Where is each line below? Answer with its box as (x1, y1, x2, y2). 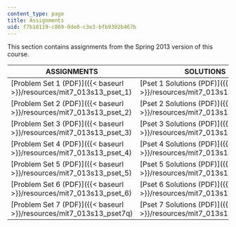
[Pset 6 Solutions (139, 180, 197, 190)
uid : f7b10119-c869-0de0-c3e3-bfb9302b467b (7, 23, 137, 30)
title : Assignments (7, 17, 65, 24)
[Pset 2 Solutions (139, 99, 197, 109)
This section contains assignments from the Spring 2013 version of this (7, 43, 213, 51)
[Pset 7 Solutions (139, 200, 197, 209)
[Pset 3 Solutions (139, 119, 197, 129)
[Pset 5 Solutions (139, 160, 197, 169)
